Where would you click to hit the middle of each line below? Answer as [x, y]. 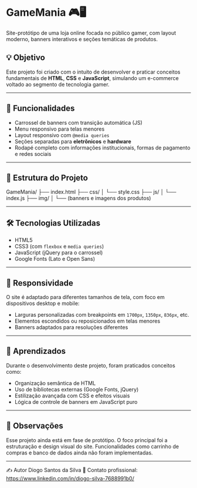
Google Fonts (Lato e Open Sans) [55, 259]
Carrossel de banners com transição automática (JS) [78, 122]
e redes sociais [33, 154]
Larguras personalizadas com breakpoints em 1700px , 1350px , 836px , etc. [102, 315]
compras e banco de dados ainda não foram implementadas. [80, 453]
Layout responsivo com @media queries [62, 135]
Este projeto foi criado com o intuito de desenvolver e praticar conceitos [93, 72]
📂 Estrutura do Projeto [47, 177]
